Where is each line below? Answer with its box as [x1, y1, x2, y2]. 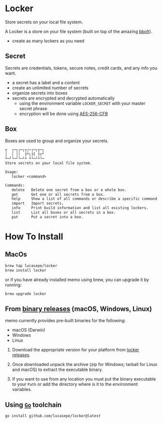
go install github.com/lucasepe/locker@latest [5, 414, 101, 419]
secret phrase [19, 105, 48, 111]
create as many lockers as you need [12, 38, 85, 44]
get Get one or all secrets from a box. [11, 192, 105, 197]
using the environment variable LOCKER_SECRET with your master [19, 100, 146, 106]
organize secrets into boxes [12, 90, 68, 96]
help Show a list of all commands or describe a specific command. [11, 196, 160, 201]
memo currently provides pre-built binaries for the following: [5, 318, 126, 324]
